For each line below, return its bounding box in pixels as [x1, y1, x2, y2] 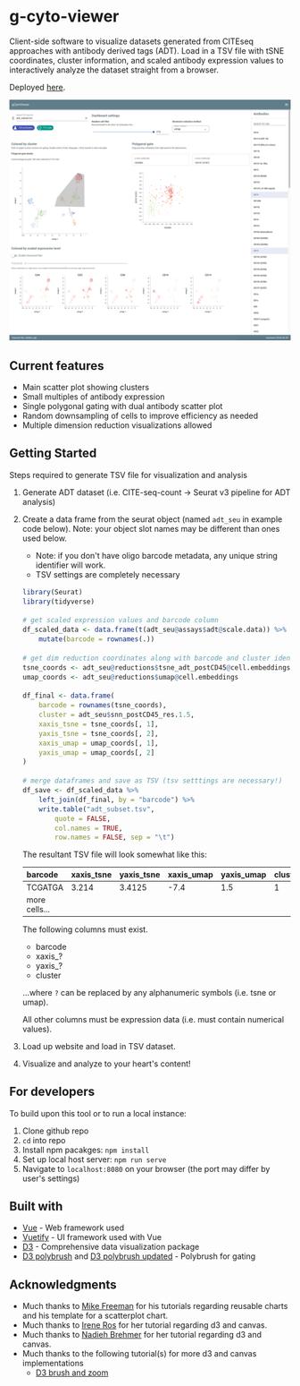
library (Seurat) [21, 587, 83, 596]
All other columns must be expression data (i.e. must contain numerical [21, 1014, 284, 1024]
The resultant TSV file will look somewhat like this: [21, 849, 208, 860]
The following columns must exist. [21, 924, 149, 935]
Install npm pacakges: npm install [21, 1144, 150, 1155]
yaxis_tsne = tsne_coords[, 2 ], [38, 729, 159, 738]
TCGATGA [26, 882, 64, 893]
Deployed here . [9, 81, 66, 92]
